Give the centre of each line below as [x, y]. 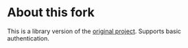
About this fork [51, 13]
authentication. [28, 38]
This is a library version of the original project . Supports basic [94, 31]
